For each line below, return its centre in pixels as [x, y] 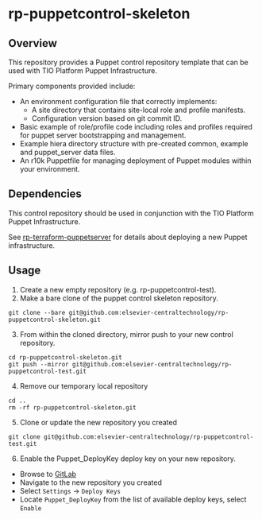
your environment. [50, 169]
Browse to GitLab [48, 474]
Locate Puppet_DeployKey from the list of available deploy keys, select [133, 499]
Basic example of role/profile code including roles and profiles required [136, 127]
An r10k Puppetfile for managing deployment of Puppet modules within [135, 161]
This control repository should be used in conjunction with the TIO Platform [131, 213]
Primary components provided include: [72, 86]
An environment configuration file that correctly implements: [118, 101]
